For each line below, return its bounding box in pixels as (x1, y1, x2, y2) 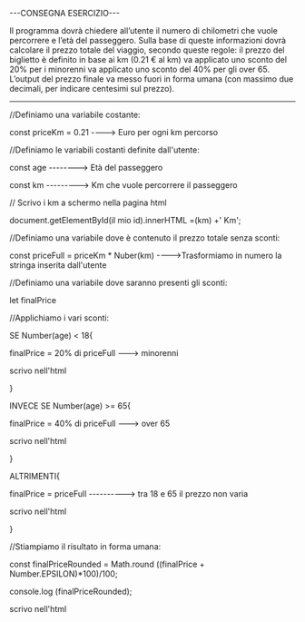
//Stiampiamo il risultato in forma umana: (9, 541, 162, 552)
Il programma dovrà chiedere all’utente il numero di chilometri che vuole (9, 25, 279, 35)
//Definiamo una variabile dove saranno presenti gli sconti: (9, 277, 228, 288)
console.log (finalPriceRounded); (9, 586, 133, 597)
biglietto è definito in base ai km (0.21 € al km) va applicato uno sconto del (9, 54, 288, 64)
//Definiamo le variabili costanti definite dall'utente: (9, 144, 200, 155)
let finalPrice (9, 295, 57, 305)
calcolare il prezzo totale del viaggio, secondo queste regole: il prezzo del (9, 44, 285, 55)
